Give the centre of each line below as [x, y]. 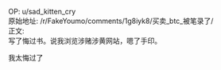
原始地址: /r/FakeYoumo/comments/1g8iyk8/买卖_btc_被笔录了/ [111, 21]
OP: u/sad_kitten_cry [42, 12]
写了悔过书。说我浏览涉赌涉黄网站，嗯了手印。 [85, 41]
